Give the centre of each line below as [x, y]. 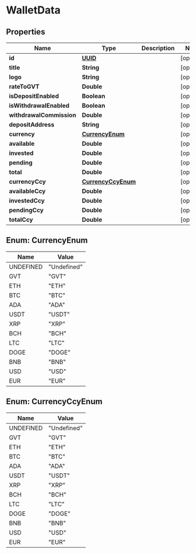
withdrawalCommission [43, 115]
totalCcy [21, 220]
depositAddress [32, 125]
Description [158, 48]
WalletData [33, 10]
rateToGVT [24, 87]
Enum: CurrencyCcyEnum [54, 402]
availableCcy [27, 191]
